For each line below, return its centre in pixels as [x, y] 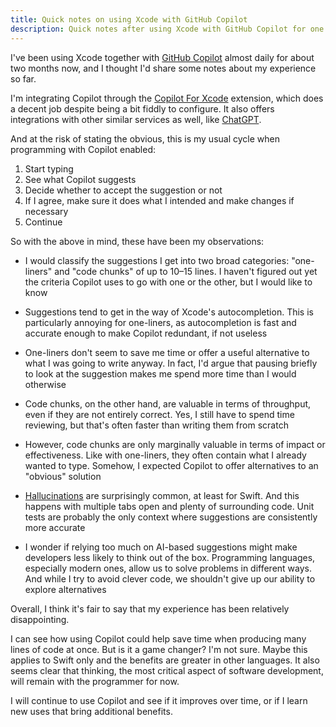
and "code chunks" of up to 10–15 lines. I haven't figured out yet [186, 271]
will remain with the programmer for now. [95, 681]
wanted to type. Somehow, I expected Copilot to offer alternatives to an [171, 465]
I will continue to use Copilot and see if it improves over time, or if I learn [159, 700]
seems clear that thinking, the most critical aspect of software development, [167, 670]
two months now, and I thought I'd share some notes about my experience [163, 68]
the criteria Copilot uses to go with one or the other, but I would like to [168, 282]
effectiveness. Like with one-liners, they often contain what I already [165, 455]
